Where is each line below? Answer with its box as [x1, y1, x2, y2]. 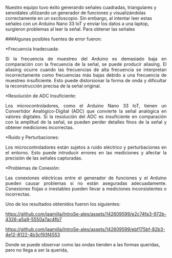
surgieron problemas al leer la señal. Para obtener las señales [5, 26, 135, 32]
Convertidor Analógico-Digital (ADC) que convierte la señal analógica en [5, 108, 167, 114]
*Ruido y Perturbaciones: [5, 134, 59, 140]
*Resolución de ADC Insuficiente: [5, 93, 76, 99]
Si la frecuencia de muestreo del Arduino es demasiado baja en [5, 56, 167, 62]
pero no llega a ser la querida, [5, 247, 69, 253]
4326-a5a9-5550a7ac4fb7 [5, 217, 62, 222]
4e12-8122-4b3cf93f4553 [5, 232, 60, 238]
